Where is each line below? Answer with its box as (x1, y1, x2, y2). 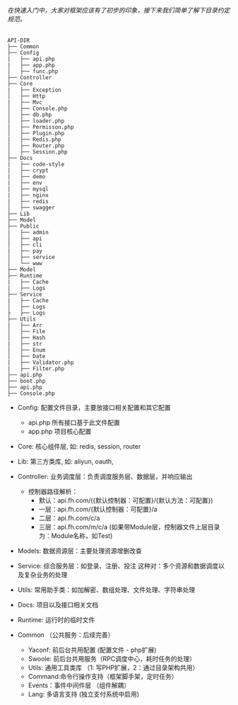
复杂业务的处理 (23, 571, 68, 579)
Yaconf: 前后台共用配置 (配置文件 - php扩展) (28, 646, 157, 654)
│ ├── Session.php (7, 149, 69, 156)
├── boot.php (7, 378, 46, 385)
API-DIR (7, 37, 30, 45)
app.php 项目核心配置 (28, 428, 92, 436)
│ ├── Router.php (7, 142, 65, 149)
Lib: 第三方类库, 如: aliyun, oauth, (17, 457, 114, 466)
